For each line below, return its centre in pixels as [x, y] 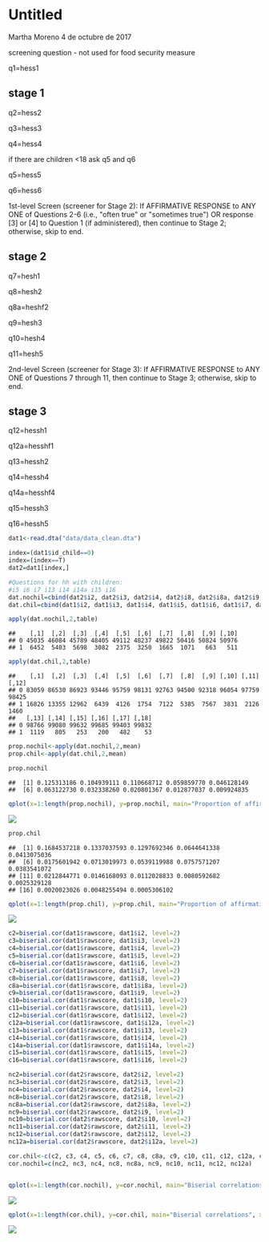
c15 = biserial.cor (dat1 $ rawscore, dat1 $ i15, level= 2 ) [98, 1053]
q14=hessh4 [29, 477]
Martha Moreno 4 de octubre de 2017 [70, 37]
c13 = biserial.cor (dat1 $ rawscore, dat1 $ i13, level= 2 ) [98, 1030]
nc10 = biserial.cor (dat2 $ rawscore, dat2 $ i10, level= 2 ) [100, 1119]
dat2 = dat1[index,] [39, 568]
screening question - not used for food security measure [102, 52]
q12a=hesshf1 [31, 446]
